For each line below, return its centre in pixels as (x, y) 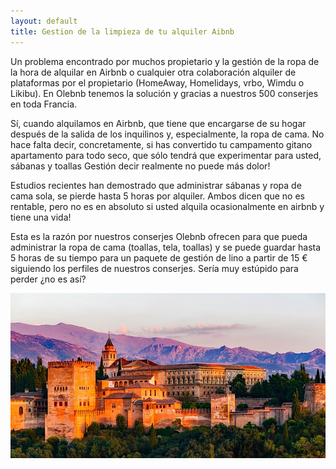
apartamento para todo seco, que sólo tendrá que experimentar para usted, (166, 155)
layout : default (44, 21)
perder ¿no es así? (48, 279)
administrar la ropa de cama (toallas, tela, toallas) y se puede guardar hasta (166, 247)
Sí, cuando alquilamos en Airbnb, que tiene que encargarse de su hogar (158, 123)
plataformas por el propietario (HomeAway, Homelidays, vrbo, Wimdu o (157, 82)
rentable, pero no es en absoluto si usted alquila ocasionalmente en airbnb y (167, 206)
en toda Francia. (44, 104)
